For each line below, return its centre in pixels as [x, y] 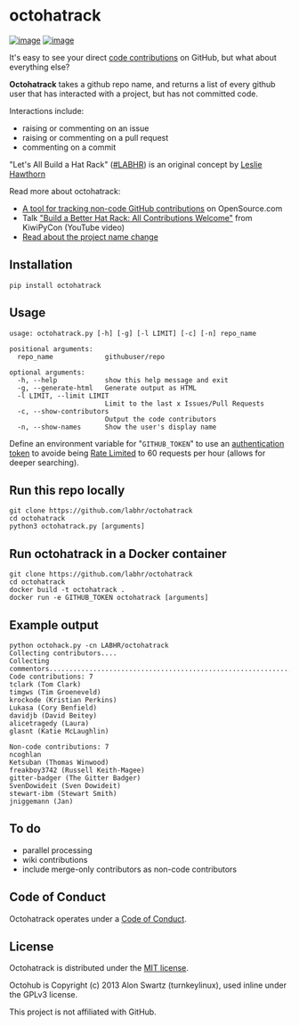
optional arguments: [48, 372]
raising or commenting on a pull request [95, 137]
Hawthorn [28, 174]
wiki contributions [55, 859]
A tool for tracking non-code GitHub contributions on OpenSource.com [152, 208]
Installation [41, 265]
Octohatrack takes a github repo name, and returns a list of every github [142, 84]
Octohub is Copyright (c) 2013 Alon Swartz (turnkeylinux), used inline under [148, 985]
